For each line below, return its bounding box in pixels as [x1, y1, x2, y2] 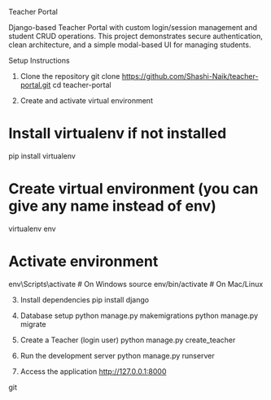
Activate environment [8, 252, 159, 271]
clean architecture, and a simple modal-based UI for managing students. [8, 40, 251, 50]
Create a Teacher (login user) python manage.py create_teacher [20, 335, 236, 345]
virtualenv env [8, 224, 56, 233]
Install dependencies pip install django [20, 294, 149, 304]
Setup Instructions [8, 56, 71, 65]
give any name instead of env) [8, 197, 217, 215]
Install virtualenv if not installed [8, 124, 227, 143]
